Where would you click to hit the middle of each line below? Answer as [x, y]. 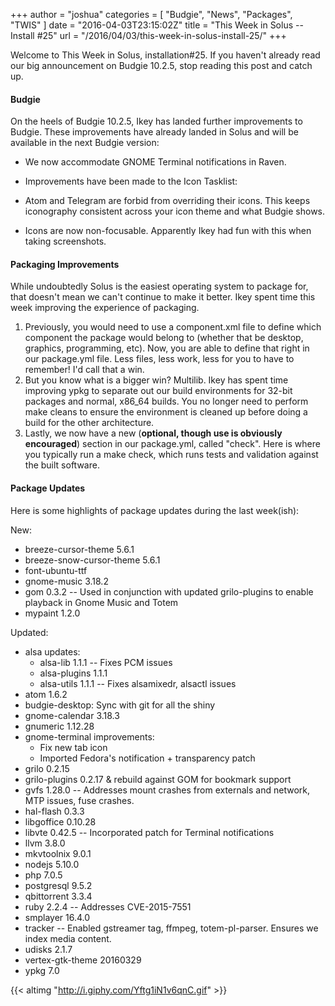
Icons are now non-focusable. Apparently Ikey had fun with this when [168, 231]
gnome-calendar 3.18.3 [72, 715]
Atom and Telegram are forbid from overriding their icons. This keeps [167, 201]
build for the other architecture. [89, 423]
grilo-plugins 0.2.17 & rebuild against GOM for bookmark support [158, 779]
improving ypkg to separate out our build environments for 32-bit [158, 391]
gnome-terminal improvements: [89, 736]
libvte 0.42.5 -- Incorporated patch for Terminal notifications [149, 832]
